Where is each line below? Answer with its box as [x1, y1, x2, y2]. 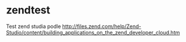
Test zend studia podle [6, 23, 61, 30]
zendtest [6, 3, 51, 17]
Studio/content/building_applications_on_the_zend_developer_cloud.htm [6, 29, 180, 36]
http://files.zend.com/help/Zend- [62, 23, 142, 30]
